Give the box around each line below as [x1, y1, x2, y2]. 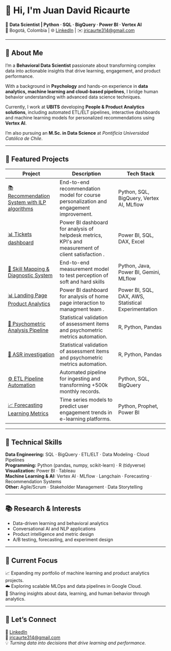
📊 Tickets [8, 231, 32, 238]
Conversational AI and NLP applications [12, 525, 96, 532]
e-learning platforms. [59, 415, 111, 422]
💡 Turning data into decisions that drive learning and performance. [5, 640, 146, 646]
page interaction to [59, 299, 105, 306]
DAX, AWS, [118, 293, 145, 300]
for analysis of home [59, 293, 108, 300]
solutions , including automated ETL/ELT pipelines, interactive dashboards [5, 109, 160, 115]
